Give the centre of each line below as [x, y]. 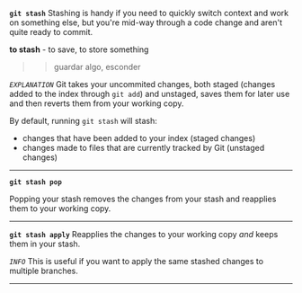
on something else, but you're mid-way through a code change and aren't [146, 22]
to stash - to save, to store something [79, 49]
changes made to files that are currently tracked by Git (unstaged [143, 148]
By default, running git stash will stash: [83, 121]
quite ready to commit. [51, 32]
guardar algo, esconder [97, 67]
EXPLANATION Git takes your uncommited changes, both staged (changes [142, 84]
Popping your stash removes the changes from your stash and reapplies [143, 199]
